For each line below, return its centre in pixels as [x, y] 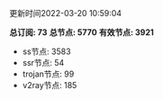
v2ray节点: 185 [50, 85]
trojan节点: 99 [48, 74]
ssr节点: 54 [43, 63]
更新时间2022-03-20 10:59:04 [66, 13]
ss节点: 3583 [46, 51]
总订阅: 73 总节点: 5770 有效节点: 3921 [82, 32]
